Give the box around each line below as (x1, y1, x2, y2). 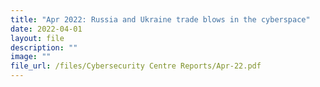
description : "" (10, 42, 78, 53)
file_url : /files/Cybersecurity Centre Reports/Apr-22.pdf (10, 61, 262, 71)
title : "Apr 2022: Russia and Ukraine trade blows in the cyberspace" (10, 14, 311, 25)
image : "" (10, 52, 52, 62)
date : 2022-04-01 (10, 24, 83, 34)
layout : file (10, 33, 65, 43)
